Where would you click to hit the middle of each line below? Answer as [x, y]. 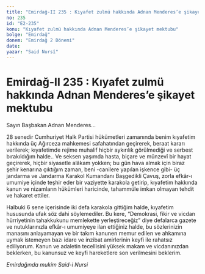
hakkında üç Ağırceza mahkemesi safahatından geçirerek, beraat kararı [96, 143]
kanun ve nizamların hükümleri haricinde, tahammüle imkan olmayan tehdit [100, 189]
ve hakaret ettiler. [28, 195]
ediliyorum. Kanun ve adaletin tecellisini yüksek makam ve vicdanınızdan [98, 246]
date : [13, 46]
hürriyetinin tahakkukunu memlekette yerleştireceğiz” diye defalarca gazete [101, 220]
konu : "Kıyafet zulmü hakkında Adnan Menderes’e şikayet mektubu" [92, 29]
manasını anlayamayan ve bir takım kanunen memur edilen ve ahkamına [96, 233]
